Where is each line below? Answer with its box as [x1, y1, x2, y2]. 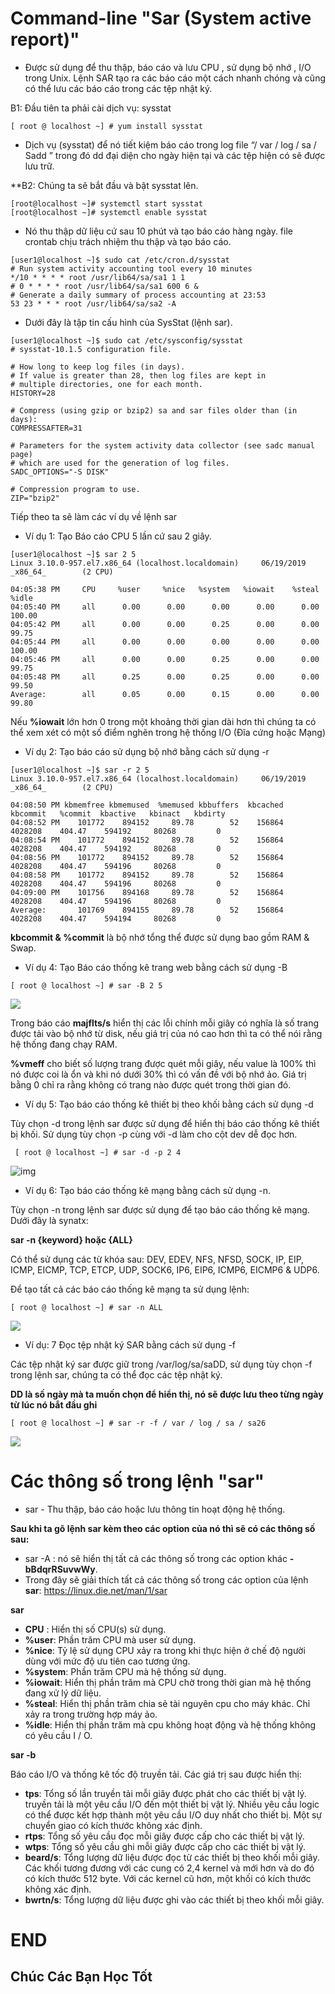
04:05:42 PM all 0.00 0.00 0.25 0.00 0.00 [10, 619, 320, 629]
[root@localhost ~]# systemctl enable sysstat [10, 207, 208, 217]
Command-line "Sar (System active [10, 7, 312, 30]
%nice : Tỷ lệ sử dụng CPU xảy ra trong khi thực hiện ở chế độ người [24, 1644, 306, 1656]
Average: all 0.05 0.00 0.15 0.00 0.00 [10, 689, 320, 699]
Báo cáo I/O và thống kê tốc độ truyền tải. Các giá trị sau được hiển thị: [10, 1768, 302, 1780]
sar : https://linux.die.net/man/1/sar [24, 1584, 168, 1596]
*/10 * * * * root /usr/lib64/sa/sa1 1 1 [10, 272, 186, 282]
